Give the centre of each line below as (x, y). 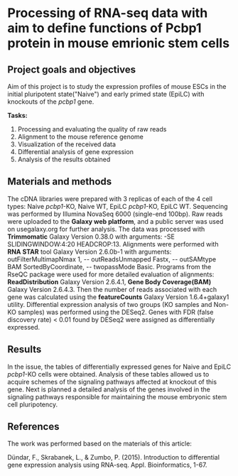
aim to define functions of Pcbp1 (104, 28)
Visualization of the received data (66, 144)
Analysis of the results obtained (64, 159)
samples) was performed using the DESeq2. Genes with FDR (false (115, 312)
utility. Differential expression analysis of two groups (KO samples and (110, 304)
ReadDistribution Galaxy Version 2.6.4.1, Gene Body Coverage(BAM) (109, 281)
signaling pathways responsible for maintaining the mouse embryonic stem (117, 396)
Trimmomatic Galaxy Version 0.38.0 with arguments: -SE (91, 237)
